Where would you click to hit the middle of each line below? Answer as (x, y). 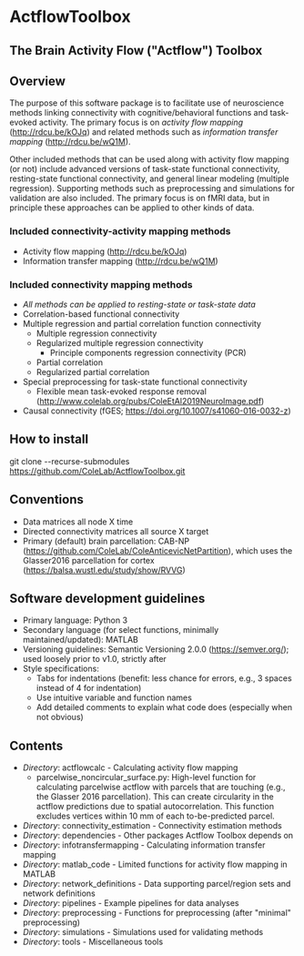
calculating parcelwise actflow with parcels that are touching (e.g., (161, 787)
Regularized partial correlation (93, 371)
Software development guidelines (107, 599)
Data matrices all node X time (78, 522)
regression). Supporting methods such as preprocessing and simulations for (152, 188)
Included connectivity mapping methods (101, 284)
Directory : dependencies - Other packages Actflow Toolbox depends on (158, 836)
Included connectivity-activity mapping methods (120, 231)
